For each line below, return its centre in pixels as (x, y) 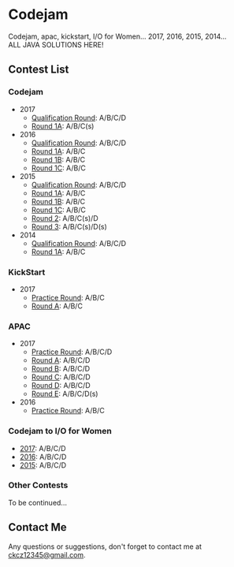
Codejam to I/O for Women (60, 431)
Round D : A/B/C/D (61, 386)
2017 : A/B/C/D (43, 448)
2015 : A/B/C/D (43, 465)
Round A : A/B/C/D (61, 360)
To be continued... (37, 502)
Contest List (39, 70)
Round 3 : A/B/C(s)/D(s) (69, 226)
